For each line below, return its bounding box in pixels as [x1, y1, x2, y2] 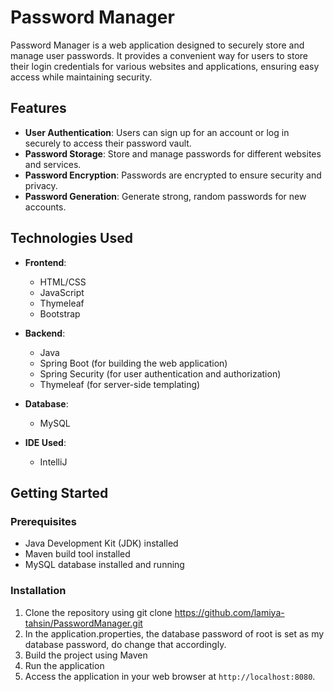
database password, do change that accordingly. [24, 638, 227, 650]
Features [10, 100, 67, 117]
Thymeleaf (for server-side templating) [39, 378, 201, 390]
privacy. [24, 179, 58, 191]
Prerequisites [10, 514, 77, 528]
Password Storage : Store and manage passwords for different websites [24, 147, 322, 160]
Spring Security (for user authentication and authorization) [39, 367, 282, 380]
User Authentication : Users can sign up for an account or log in [24, 126, 290, 138]
